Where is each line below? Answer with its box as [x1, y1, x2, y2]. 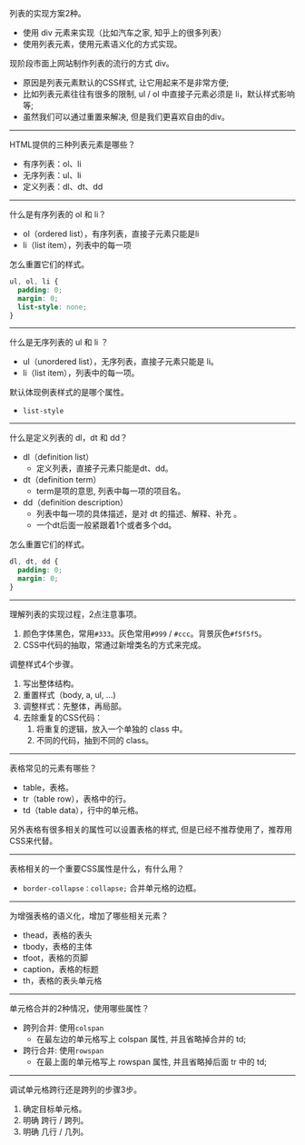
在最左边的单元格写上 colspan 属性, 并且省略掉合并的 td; [35, 1033, 247, 1044]
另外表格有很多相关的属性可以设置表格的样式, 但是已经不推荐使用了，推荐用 [9, 823, 292, 834]
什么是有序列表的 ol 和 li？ [9, 209, 107, 220]
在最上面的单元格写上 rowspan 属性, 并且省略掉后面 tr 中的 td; [35, 1056, 268, 1067]
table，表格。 [22, 782, 74, 792]
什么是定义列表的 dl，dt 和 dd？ [9, 433, 129, 443]
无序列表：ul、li [22, 170, 82, 180]
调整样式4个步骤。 [9, 658, 79, 670]
